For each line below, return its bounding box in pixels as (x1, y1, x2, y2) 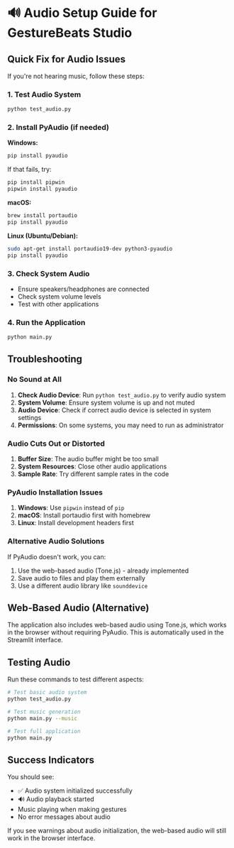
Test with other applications (17, 299, 99, 308)
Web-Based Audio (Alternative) (7, 602, 150, 614)
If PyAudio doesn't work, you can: (7, 552, 106, 561)
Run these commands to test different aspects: (7, 675, 144, 684)
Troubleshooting (7, 353, 83, 365)
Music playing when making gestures (17, 805, 127, 814)
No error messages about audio (17, 813, 111, 821)
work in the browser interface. (7, 834, 96, 842)
